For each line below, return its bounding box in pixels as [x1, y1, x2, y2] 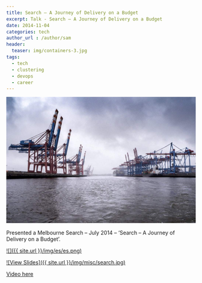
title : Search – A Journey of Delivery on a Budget [6, 10, 138, 16]
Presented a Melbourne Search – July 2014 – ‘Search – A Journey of [6, 229, 176, 236]
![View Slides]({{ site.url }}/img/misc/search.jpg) [6, 258, 126, 266]
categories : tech [6, 29, 50, 35]
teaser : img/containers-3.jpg [11, 48, 87, 54]
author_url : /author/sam [6, 35, 71, 41]
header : [6, 41, 26, 47]
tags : [6, 54, 20, 60]
